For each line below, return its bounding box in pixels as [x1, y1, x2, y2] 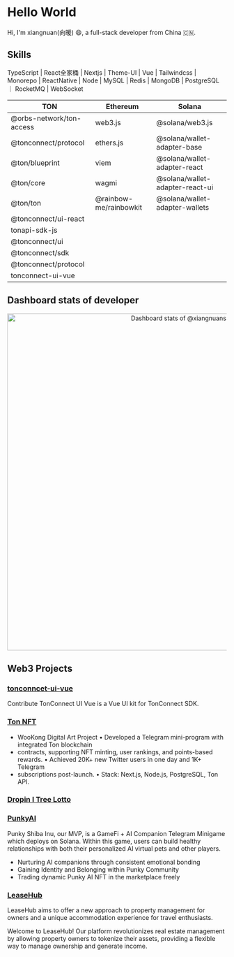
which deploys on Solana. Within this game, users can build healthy [7, 837, 201, 845]
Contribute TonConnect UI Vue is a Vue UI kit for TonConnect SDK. [7, 700, 199, 708]
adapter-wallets [156, 202, 210, 212]
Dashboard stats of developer [7, 294, 139, 306]
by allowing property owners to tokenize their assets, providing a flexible [7, 935, 216, 943]
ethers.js [95, 138, 124, 147]
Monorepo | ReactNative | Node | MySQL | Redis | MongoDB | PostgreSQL [7, 76, 219, 85]
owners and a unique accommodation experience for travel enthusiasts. [7, 914, 214, 922]
